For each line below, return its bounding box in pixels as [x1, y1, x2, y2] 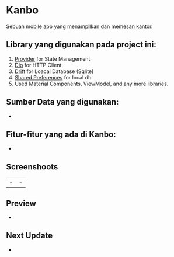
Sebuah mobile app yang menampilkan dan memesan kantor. [6, 23, 153, 30]
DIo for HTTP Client [14, 61, 62, 68]
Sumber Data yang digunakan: [6, 97, 119, 107]
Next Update [6, 231, 53, 241]
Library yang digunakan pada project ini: [6, 40, 156, 50]
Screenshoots [6, 162, 58, 172]
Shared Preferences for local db [14, 74, 92, 81]
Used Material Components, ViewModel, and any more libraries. [14, 80, 169, 87]
